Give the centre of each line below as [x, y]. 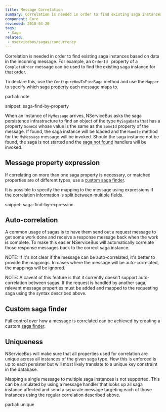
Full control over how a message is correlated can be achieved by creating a [83, 321]
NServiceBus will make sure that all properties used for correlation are [77, 353]
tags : [11, 28]
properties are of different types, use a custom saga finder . [65, 180]
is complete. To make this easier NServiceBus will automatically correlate [80, 242]
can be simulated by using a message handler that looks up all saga [74, 384]
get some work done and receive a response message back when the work [82, 237]
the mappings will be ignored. [35, 268]
